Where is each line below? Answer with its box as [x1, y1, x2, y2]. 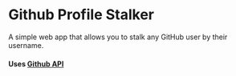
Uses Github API [8, 58, 64, 69]
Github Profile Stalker [8, 6, 155, 24]
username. [8, 40, 44, 50]
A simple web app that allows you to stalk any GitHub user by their [8, 32, 228, 42]
